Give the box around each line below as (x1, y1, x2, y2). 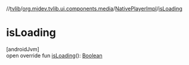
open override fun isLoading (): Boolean (6, 52, 103, 59)
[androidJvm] (6, 45, 40, 52)
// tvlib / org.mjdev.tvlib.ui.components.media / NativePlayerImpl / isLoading (6, 5, 183, 12)
